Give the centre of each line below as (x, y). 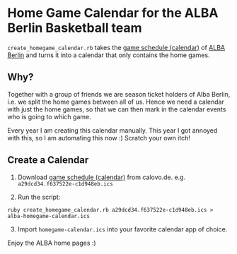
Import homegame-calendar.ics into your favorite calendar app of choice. (122, 229)
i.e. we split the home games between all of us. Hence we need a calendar (116, 102)
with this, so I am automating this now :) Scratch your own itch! (99, 138)
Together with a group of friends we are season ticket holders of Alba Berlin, (119, 94)
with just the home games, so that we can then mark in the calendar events (117, 109)
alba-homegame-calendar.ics (49, 216)
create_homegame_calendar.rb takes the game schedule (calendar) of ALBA (116, 47)
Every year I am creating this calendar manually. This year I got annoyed (112, 130)
